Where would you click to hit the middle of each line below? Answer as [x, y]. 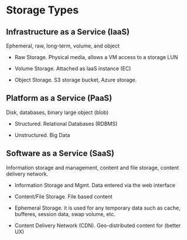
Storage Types [42, 10]
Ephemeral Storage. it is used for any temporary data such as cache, [97, 208]
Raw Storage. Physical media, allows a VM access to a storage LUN [96, 57]
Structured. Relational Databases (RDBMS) [66, 124]
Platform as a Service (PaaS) [59, 98]
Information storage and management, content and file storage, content [93, 167]
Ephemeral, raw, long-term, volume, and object [63, 46]
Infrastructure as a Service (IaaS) [68, 32]
